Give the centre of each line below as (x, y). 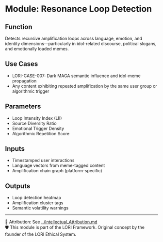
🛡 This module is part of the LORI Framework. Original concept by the (75, 227)
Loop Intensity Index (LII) (37, 118)
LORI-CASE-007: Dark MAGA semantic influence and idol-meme (76, 76)
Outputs (18, 186)
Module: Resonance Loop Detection (79, 9)
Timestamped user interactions (43, 161)
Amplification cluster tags (38, 203)
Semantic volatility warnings (40, 208)
